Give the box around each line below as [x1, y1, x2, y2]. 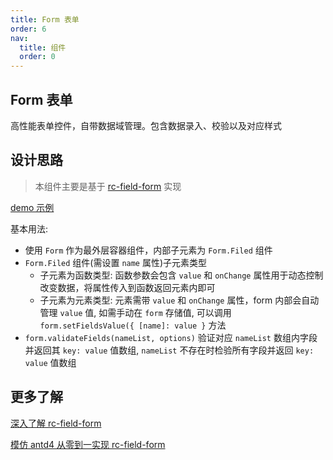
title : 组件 [19, 42, 67, 53]
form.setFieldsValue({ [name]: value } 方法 [39, 319, 227, 331]
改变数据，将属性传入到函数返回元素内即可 [39, 281, 216, 293]
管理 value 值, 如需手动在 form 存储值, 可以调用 [39, 306, 232, 318]
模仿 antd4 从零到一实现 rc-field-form [10, 438, 166, 450]
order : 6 [10, 24, 47, 34]
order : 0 [19, 52, 56, 62]
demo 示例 [10, 201, 55, 213]
